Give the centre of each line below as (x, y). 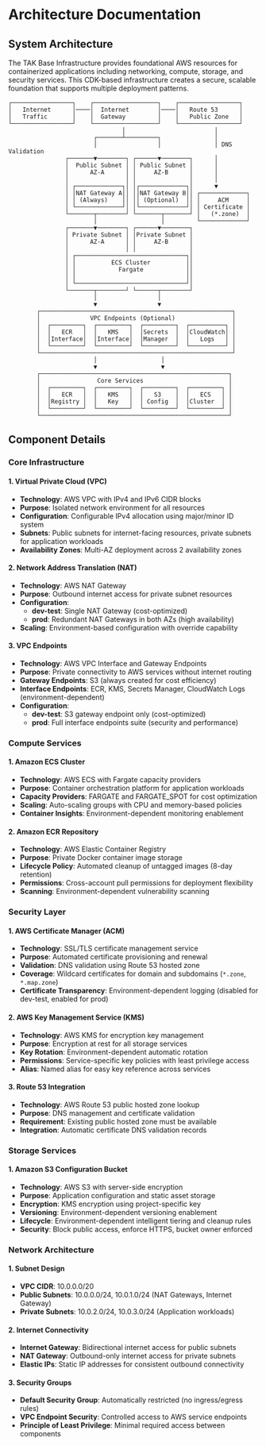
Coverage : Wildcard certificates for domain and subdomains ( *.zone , (133, 974)
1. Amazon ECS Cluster (47, 762)
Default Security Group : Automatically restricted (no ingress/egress (131, 1400)
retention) (36, 874)
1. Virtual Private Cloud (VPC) (58, 481)
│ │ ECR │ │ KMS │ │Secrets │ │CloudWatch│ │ (137, 332)
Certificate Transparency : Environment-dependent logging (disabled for (139, 991)
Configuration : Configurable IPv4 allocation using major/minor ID (127, 516)
